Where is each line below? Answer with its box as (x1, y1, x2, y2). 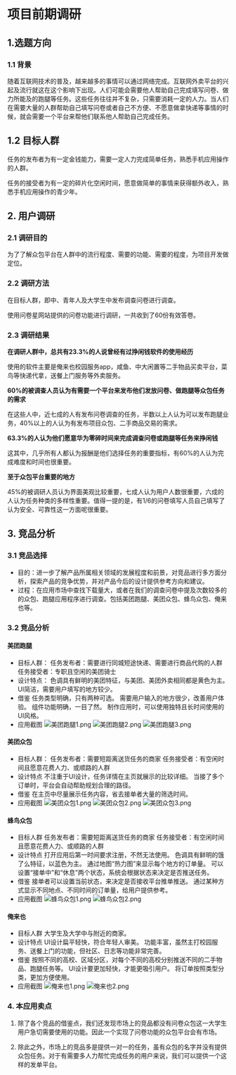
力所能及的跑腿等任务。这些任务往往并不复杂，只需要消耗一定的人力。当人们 (7, 94, 229, 103)
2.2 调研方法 (7, 278, 50, 288)
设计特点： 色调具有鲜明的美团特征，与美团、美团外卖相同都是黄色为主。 (17, 676, 229, 684)
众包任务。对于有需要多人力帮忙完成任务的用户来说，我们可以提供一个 (17, 1051, 221, 1059)
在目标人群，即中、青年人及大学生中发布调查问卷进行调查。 (7, 295, 180, 304)
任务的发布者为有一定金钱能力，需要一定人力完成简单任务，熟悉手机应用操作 (7, 154, 229, 163)
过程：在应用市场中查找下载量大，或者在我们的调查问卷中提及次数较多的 (17, 586, 227, 594)
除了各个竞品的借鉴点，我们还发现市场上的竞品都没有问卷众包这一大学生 (17, 1019, 227, 1027)
